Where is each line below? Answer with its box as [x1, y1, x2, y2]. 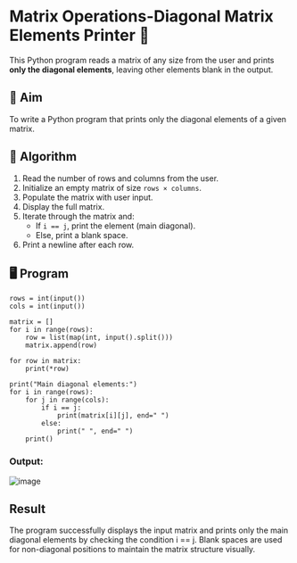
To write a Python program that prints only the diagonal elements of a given [9, 113, 287, 124]
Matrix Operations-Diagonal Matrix [9, 6, 274, 27]
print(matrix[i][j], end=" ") [56, 411, 169, 420]
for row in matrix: [9, 357, 82, 366]
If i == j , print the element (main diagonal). [35, 220, 196, 231]
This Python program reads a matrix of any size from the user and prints [9, 54, 275, 65]
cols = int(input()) [9, 302, 87, 311]
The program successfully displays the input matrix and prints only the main [9, 525, 289, 536]
